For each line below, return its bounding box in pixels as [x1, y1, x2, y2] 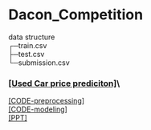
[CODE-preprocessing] [8, 96, 85, 106]
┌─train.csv [8, 40, 47, 50]
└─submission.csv [8, 58, 70, 67]
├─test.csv [8, 49, 45, 59]
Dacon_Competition [8, 6, 143, 24]
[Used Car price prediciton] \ [8, 78, 120, 89]
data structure [8, 32, 55, 42]
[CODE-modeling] [8, 104, 68, 114]
